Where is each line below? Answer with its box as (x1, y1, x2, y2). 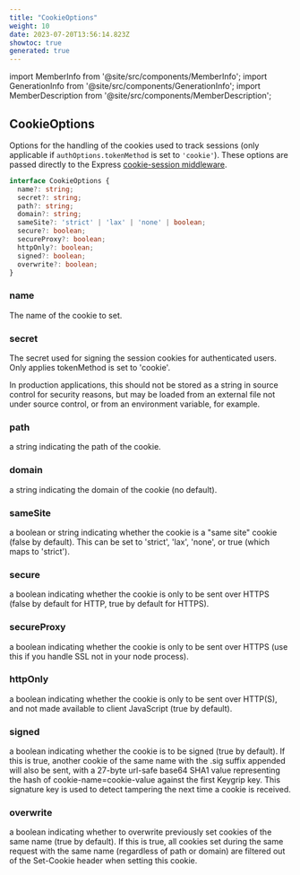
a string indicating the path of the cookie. (9, 442, 161, 452)
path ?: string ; (17, 201, 74, 211)
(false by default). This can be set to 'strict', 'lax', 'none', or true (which (9, 536, 270, 547)
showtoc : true (9, 38, 63, 48)
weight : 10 (9, 22, 50, 31)
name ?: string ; (17, 185, 74, 194)
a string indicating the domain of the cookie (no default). (9, 484, 218, 494)
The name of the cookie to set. (9, 310, 123, 320)
